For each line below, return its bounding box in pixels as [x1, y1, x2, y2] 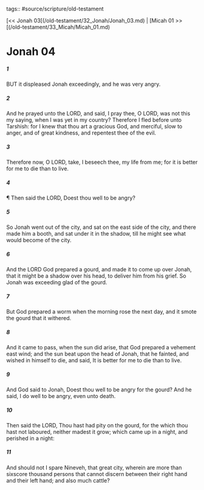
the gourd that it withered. [6, 314, 72, 321]
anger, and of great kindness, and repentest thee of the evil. [6, 129, 157, 136]
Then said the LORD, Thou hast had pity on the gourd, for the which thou [6, 421, 188, 429]
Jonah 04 [6, 45, 56, 58]
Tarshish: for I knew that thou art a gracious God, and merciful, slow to [6, 123, 183, 130]
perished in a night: [6, 435, 55, 442]
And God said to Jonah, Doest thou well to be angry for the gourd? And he [6, 386, 192, 393]
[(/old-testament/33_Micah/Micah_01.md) [6, 24, 110, 30]
